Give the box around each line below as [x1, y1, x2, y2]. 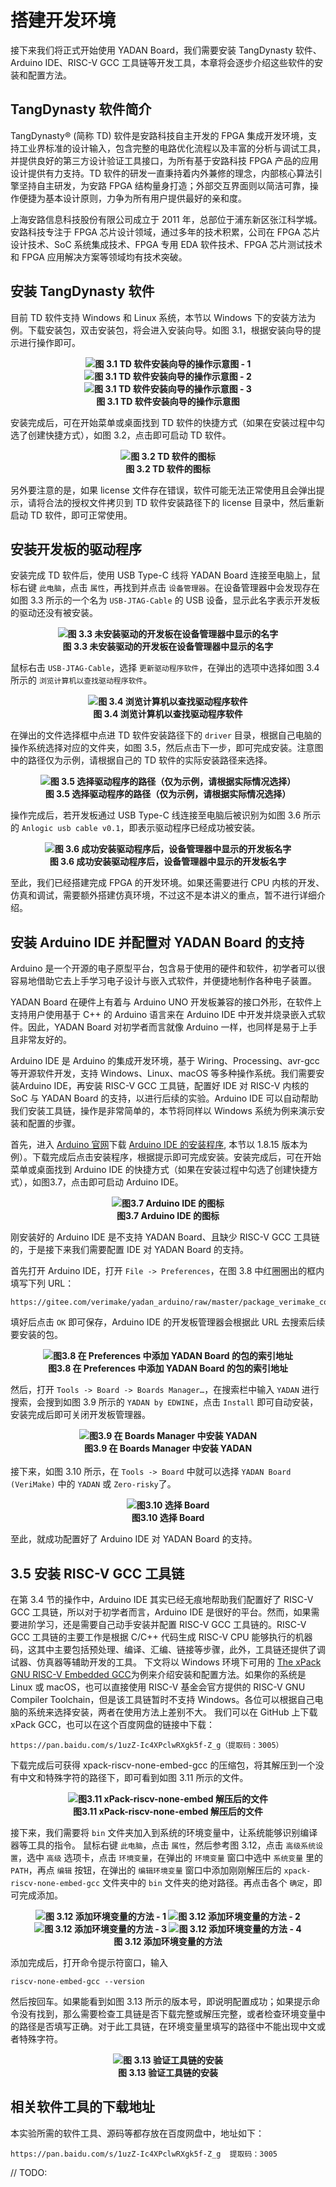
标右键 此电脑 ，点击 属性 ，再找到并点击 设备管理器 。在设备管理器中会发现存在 [10, 582, 320, 594]
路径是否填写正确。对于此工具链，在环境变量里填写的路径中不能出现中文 [18, 2021, 317, 2032]
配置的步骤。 [27, 1117, 81, 1130]
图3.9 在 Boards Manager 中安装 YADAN [83, 1442, 253, 1455]
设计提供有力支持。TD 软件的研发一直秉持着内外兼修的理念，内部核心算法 [10, 167, 315, 179]
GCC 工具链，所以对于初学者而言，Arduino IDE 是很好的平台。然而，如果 [10, 1606, 312, 1618]
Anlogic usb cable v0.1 [21, 824, 121, 834]
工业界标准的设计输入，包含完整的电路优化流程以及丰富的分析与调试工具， [18, 142, 326, 154]
